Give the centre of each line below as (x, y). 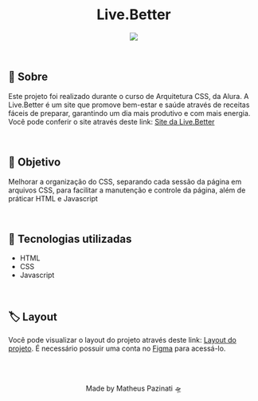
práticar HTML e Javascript (53, 198)
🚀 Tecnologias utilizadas (70, 238)
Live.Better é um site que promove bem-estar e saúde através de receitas (129, 105)
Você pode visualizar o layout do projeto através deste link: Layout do (123, 340)
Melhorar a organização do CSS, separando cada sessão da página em (125, 181)
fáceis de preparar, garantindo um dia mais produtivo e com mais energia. (129, 113)
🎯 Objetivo (35, 163)
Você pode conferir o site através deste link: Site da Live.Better (111, 121)
